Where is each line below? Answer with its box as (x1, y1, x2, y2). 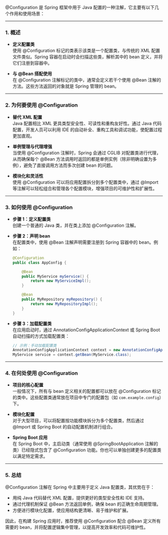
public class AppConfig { (12, 260, 66, 265)
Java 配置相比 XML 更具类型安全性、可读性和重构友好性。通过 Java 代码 (12, 120, 162, 126)
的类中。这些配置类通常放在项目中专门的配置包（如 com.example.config (12, 394, 159, 400)
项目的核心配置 (12, 382, 43, 388)
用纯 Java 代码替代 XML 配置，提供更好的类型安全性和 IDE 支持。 (12, 494, 147, 500)
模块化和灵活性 (12, 173, 43, 179)
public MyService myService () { (21, 274, 89, 279)
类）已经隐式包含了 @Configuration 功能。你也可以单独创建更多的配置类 (12, 447, 161, 453)
